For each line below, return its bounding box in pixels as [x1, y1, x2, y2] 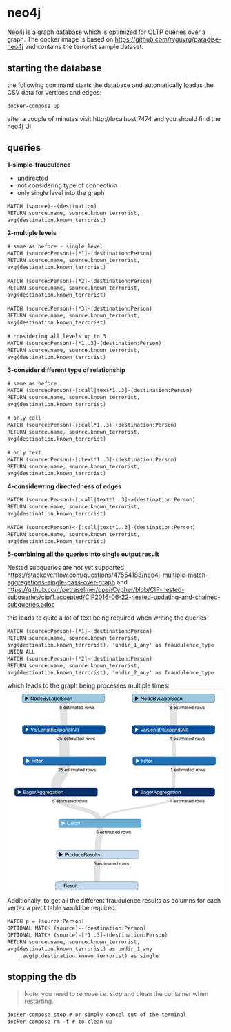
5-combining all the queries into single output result [7, 550, 160, 558]
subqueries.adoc [7, 600, 55, 608]
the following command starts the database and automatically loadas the [7, 81, 214, 89]
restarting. [23, 997, 54, 1005]
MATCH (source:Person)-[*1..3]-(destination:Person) [7, 340, 162, 347]
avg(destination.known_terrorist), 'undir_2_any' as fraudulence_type [7, 669, 214, 676]
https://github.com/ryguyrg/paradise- [114, 35, 222, 43]
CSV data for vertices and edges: [7, 88, 102, 96]
